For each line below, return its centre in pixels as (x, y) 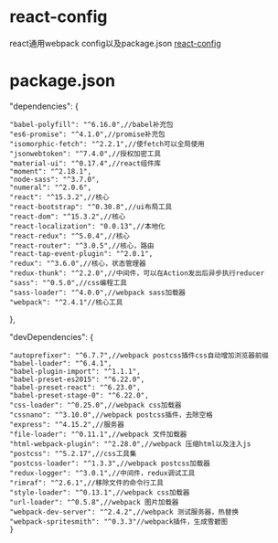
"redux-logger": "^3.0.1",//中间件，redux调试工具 (102, 473)
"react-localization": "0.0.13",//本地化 (87, 226)
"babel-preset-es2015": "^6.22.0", (77, 379)
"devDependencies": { (52, 336)
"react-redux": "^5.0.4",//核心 (69, 236)
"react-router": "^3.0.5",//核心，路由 (82, 245)
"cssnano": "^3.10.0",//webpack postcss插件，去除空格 (111, 415)
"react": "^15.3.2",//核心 (59, 197)
